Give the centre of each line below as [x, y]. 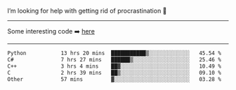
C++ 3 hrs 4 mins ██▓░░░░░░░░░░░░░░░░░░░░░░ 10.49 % [114, 66]
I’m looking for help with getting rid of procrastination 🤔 [87, 11]
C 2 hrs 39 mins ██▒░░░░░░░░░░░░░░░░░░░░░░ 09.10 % [114, 73]
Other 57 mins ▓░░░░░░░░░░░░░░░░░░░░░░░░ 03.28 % [114, 79]
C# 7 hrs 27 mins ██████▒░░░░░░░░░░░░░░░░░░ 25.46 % [114, 59]
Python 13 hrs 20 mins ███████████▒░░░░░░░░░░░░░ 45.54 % [114, 53]
